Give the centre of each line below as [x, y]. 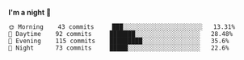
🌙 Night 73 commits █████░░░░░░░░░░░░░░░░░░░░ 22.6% [119, 48]
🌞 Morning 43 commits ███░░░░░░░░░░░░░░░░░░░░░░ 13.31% [122, 27]
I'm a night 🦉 [29, 12]
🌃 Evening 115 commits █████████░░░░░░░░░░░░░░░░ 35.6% [119, 41]
